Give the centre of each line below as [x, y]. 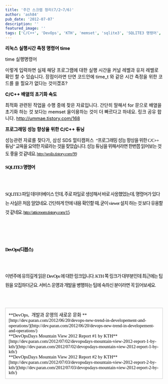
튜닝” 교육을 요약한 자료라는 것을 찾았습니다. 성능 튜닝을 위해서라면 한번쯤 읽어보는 [81, 146]
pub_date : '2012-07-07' [30, 19]
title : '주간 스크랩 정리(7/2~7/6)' [39, 10]
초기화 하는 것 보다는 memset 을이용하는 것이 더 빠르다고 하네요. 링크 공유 [81, 112]
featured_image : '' [25, 29]
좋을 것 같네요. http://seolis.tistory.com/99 [43, 154]
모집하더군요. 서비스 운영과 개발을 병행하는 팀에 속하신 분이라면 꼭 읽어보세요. [85, 285]
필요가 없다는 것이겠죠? [44, 84]
